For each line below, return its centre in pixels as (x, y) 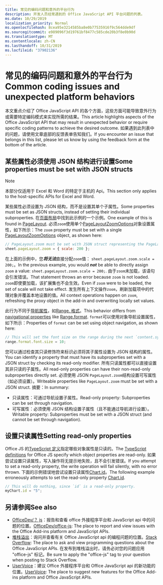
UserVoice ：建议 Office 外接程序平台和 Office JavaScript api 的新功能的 (84, 566)
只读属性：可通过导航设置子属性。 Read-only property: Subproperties (81, 397)
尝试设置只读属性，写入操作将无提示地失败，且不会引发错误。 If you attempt (81, 461)
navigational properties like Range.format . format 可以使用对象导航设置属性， (81, 317)
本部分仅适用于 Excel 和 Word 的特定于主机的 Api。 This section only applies (81, 191)
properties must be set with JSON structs (69, 169)
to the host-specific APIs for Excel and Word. (50, 196)
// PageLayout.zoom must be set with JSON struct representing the (75, 244)
